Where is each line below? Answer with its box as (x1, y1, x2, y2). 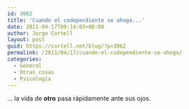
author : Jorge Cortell (7, 29, 73, 37)
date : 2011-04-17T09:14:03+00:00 (7, 23, 105, 30)
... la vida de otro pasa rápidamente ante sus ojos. (7, 94, 151, 103)
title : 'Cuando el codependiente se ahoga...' (7, 17, 145, 24)
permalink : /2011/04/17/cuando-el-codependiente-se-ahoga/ (7, 50, 183, 57)
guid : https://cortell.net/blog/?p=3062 (7, 43, 127, 50)
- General (13, 62, 42, 69)
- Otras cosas (13, 68, 54, 75)
